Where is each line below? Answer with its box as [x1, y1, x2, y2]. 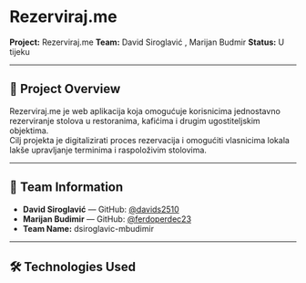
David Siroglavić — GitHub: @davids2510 [22, 204, 179, 215]
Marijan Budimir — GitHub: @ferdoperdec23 [22, 213, 192, 225]
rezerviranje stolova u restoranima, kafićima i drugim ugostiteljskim [9, 115, 261, 126]
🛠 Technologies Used [9, 258, 137, 275]
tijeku [9, 46, 30, 57]
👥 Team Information [9, 180, 124, 195]
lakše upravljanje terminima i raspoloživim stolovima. [9, 144, 208, 155]
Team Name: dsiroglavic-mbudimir [22, 223, 155, 234]
